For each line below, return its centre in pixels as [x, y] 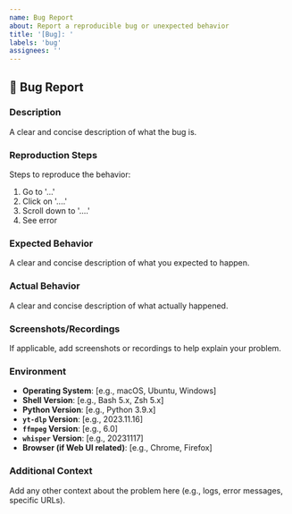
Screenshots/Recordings [65, 329]
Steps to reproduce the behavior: [70, 174]
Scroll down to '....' [56, 211]
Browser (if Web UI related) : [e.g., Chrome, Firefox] [117, 448]
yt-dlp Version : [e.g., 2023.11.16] [83, 419]
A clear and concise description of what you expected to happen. [129, 263]
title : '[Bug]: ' [42, 34]
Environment [38, 371]
